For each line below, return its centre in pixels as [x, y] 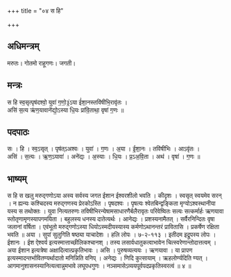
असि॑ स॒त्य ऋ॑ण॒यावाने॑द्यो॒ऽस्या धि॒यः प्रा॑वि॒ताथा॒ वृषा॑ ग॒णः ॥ [66, 110]
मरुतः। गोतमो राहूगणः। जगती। [42, 63]
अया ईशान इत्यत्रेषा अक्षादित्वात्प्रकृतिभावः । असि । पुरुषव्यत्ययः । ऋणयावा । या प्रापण [100, 251]
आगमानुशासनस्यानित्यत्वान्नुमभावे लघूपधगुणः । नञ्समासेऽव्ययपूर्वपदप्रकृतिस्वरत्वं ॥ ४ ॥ [99, 266]
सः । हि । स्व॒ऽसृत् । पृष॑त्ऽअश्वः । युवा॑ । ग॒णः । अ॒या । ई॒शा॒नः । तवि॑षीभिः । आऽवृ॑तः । [103, 149]
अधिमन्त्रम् [23, 46]
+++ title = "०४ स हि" [35, 11]
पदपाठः [18, 132]
